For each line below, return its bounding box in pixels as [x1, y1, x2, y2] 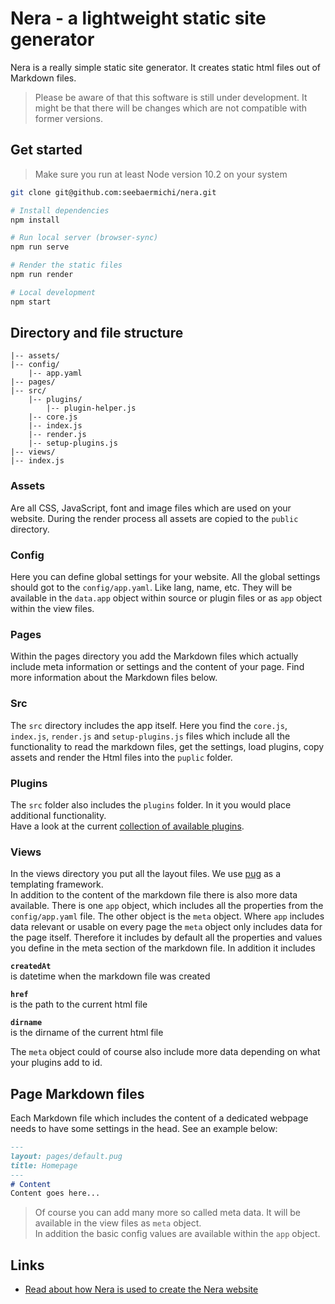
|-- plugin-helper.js [46, 403, 137, 414]
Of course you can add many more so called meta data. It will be [34, 1207, 301, 1219]
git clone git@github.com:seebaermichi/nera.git [10, 187, 217, 197]
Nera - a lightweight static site [10, 7, 267, 30]
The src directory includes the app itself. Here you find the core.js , [10, 719, 288, 731]
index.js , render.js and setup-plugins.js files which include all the [10, 730, 291, 742]
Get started [10, 142, 83, 159]
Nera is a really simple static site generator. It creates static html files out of [10, 61, 321, 73]
